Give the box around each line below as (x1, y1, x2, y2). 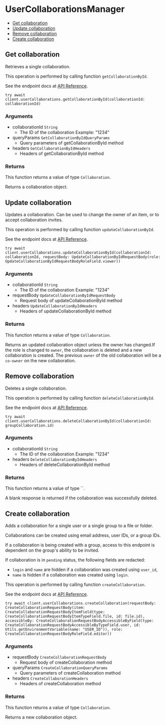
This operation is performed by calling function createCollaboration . (5, 581, 146, 587)
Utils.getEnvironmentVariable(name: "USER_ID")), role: (5, 627, 123, 632)
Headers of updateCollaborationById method (19, 308, 111, 314)
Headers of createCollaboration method (19, 681, 101, 687)
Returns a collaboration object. (5, 184, 68, 190)
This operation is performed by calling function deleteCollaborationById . (5, 395, 155, 401)
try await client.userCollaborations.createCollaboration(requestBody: (5, 600, 156, 606)
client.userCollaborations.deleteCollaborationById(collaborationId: (5, 419, 152, 424)
